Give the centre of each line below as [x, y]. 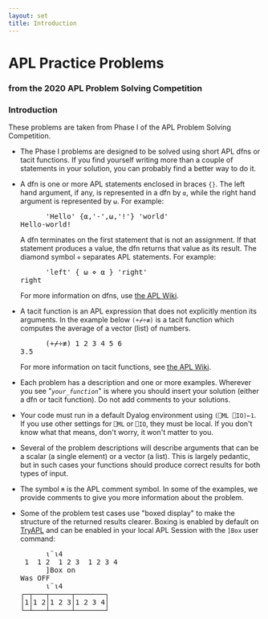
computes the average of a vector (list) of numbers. [105, 328]
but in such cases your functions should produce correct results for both [140, 465]
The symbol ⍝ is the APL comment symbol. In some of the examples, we [139, 489]
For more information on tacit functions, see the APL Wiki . [116, 367]
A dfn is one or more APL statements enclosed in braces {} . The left [132, 184]
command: [38, 539]
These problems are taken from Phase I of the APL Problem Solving [120, 127]
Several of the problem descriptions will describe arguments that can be [139, 448]
